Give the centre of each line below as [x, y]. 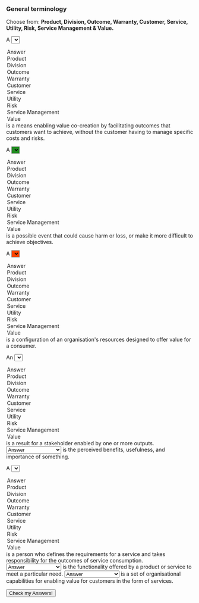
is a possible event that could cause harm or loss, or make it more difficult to [99, 236]
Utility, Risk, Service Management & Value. [60, 28]
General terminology [37, 9]
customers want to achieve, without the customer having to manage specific [100, 132]
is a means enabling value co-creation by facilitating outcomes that [88, 126]
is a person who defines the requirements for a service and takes [86, 554]
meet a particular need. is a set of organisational [94, 574]
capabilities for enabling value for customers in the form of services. [90, 581]
